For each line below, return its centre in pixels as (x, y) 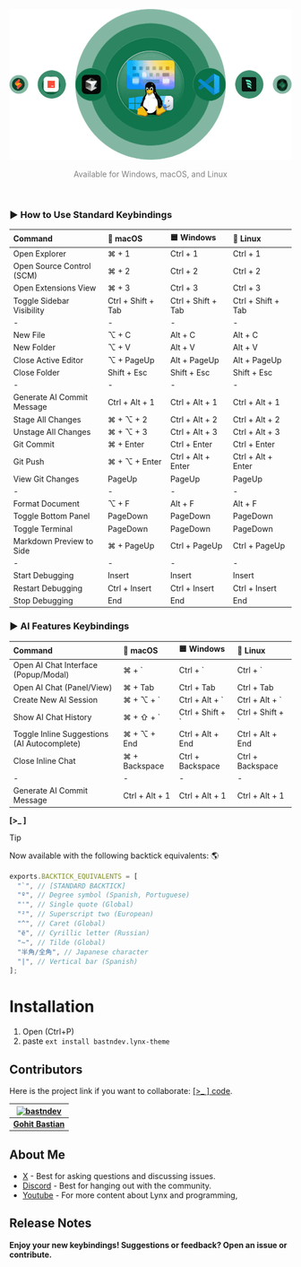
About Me (37, 1154)
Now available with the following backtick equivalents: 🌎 (114, 855)
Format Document (47, 504)
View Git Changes (46, 479)
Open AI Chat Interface (56, 665)
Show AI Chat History (52, 716)
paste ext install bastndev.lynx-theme (96, 1041)
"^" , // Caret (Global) (61, 924)
